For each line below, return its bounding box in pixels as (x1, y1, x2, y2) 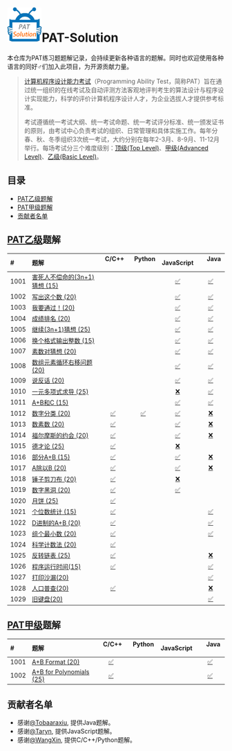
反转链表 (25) (32, 551, 71, 560)
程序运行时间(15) (32, 562, 81, 571)
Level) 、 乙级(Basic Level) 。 (23, 152, 103, 161)
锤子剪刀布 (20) (32, 475, 77, 483)
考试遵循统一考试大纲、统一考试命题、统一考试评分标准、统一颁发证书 (23, 118, 224, 126)
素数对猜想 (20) (32, 347, 77, 355)
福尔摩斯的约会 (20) (32, 431, 89, 439)
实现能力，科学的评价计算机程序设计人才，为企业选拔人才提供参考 (30, 94, 218, 103)
